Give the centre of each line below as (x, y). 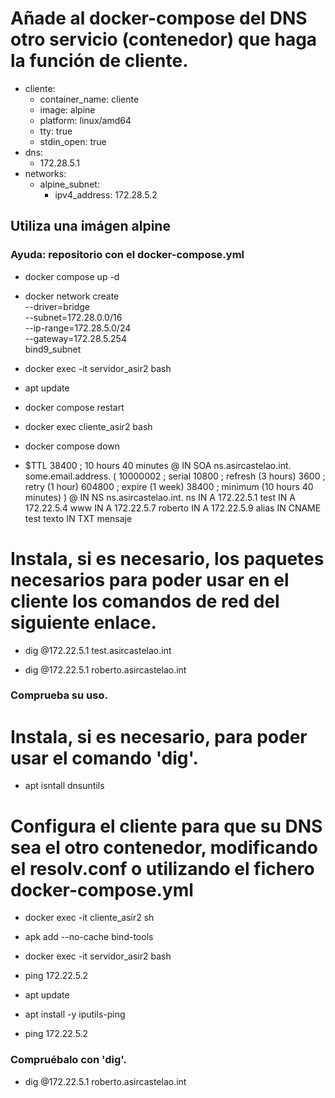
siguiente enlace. (83, 622)
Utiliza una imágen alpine (90, 226)
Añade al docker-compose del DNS (159, 18)
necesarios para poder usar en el (150, 579)
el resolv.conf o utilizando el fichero (162, 868)
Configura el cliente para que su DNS (166, 826)
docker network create (72, 296)
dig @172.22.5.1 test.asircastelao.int (98, 650)
